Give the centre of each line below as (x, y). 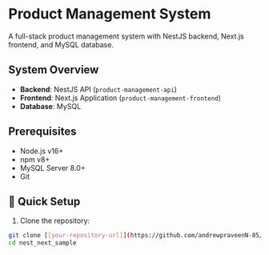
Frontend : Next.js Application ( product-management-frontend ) (120, 98)
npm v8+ (35, 159)
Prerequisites (42, 132)
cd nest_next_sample (43, 243)
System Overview (54, 70)
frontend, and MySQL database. (61, 44)
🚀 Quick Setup (44, 201)
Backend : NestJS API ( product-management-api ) (98, 89)
